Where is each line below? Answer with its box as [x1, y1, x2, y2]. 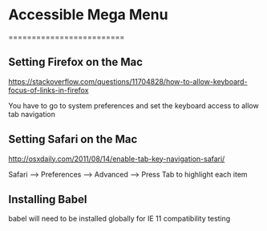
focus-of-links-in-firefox [8, 85, 89, 95]
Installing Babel [8, 192, 87, 206]
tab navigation [8, 109, 56, 119]
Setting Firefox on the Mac [8, 55, 143, 69]
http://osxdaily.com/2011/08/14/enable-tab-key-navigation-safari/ [8, 154, 225, 164]
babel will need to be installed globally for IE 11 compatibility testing [8, 214, 231, 224]
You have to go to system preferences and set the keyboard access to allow [8, 100, 259, 110]
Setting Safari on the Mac [8, 132, 138, 146]
